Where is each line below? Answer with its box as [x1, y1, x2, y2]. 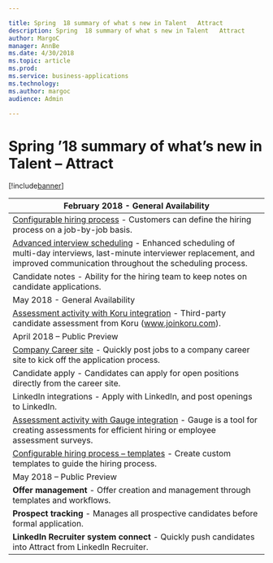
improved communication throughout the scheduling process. [12, 258, 248, 269]
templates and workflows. [12, 495, 111, 506]
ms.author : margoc [8, 87, 71, 95]
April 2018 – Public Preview [12, 331, 119, 343]
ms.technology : [8, 79, 60, 88]
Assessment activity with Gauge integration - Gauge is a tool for [12, 414, 258, 426]
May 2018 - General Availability [12, 295, 136, 306]
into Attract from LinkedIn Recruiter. [12, 542, 149, 553]
